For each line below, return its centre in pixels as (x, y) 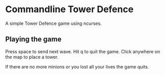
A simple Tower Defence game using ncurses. (53, 23)
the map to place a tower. (32, 57)
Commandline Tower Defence (70, 9)
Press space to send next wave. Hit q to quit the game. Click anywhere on (83, 51)
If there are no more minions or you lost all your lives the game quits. (77, 66)
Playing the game (34, 39)
